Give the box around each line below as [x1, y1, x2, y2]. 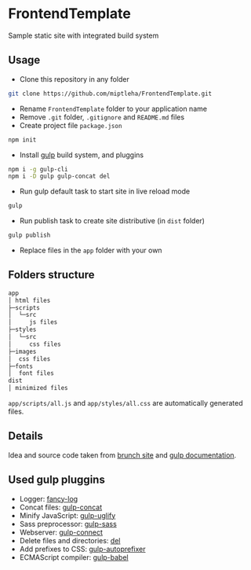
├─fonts [8, 362, 34, 370]
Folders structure [8, 268, 96, 281]
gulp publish [8, 231, 51, 240]
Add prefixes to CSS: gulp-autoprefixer [19, 544, 146, 553]
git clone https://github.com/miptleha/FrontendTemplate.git [8, 90, 213, 97]
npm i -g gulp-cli [8, 165, 68, 173]
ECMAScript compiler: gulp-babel [19, 552, 129, 562]
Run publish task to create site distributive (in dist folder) [19, 216, 206, 226]
